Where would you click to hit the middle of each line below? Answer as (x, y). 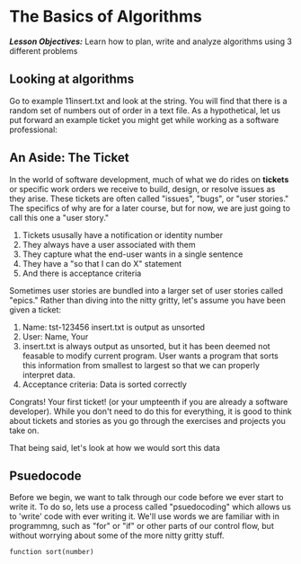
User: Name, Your (55, 336)
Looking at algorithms (72, 79)
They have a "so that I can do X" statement (102, 263)
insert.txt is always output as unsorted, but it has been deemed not (146, 346)
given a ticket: (35, 309)
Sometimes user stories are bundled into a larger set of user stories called (146, 290)
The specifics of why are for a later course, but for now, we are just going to (150, 207)
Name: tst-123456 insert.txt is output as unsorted (113, 327)
